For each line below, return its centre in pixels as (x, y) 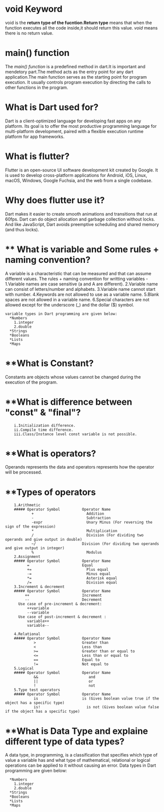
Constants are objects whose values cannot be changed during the (73, 377)
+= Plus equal (68, 570)
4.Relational (27, 634)
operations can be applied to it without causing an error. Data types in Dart (81, 765)
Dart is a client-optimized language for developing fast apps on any (73, 121)
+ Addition (68, 514)
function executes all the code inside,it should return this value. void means (82, 28)
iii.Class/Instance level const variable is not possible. (76, 434)
